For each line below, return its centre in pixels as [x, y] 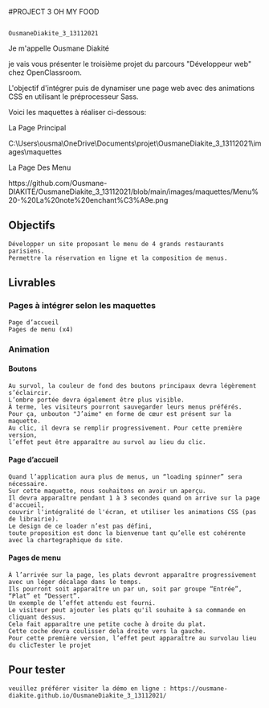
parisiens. [26, 251]
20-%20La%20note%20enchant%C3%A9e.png [88, 200]
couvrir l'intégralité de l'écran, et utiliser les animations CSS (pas [132, 512]
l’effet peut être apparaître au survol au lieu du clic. [107, 442]
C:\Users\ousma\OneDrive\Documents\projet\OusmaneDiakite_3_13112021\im [135, 143]
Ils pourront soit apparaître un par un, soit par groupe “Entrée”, [125, 589]
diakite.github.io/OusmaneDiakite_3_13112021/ [88, 695]
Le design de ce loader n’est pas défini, [80, 526]
